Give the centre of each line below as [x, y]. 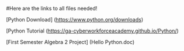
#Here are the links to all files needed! [52, 8]
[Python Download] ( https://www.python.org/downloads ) [75, 19]
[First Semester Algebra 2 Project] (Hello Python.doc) [70, 42]
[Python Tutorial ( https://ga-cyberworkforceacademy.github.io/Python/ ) [93, 31]
